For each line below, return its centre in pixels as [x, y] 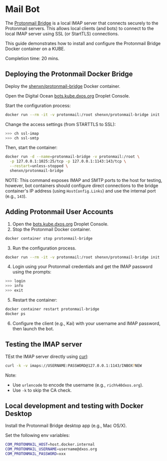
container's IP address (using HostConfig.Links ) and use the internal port [80, 190]
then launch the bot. [33, 328]
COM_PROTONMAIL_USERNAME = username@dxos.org [51, 449]
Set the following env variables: [37, 435]
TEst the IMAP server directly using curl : [47, 356]
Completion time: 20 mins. [32, 58]
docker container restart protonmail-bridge [52, 309]
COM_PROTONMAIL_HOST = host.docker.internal [50, 444]
